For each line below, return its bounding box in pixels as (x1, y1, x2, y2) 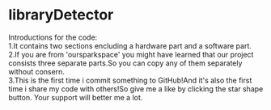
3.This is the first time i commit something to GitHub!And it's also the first (8, 75, 252, 85)
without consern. (8, 66, 65, 76)
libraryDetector (8, 6, 114, 24)
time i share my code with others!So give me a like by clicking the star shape (8, 83, 264, 94)
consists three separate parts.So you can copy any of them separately (8, 58, 243, 68)
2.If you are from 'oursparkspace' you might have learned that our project (8, 49, 254, 59)
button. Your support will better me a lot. (8, 92, 143, 102)
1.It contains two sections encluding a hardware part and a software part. (8, 40, 252, 50)
